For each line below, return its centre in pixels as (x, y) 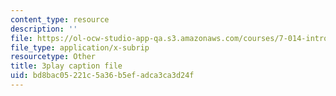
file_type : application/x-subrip (80, 47)
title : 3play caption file (66, 66)
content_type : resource (60, 19)
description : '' (44, 29)
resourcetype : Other (53, 57)
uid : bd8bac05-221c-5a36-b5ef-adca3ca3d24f (102, 76)
